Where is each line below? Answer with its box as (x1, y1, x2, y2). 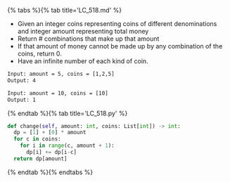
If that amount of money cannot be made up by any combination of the (17, 42, 223, 50)
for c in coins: (13, 136, 61, 143)
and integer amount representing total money (17, 27, 149, 35)
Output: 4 (7, 77, 37, 84)
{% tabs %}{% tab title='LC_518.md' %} (7, 6, 122, 14)
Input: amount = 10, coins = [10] (7, 89, 109, 97)
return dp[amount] (13, 155, 68, 162)
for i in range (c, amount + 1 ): (20, 142, 115, 150)
